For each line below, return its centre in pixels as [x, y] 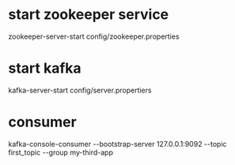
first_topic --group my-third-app [61, 152]
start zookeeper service [89, 15]
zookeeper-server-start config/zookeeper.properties [94, 36]
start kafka [45, 68]
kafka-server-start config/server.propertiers [80, 90]
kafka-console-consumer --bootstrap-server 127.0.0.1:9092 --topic [117, 144]
